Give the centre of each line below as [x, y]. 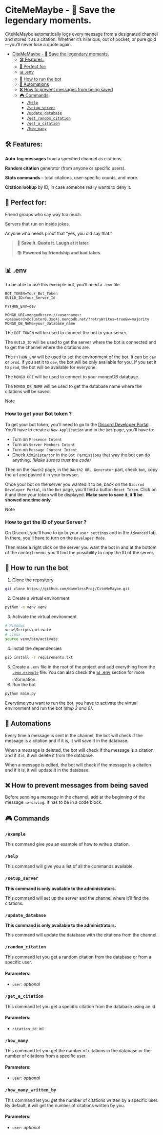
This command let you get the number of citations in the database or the [78, 1051]
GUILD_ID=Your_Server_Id [30, 298]
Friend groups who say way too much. [43, 214]
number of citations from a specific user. [46, 1056]
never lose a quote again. [47, 44]
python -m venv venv [26, 607]
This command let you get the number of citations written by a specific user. [82, 1100]
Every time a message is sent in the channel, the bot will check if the [74, 735]
